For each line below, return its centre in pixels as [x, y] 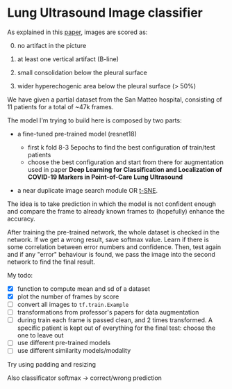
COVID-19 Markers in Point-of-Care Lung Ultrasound [105, 177]
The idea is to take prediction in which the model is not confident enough [112, 204]
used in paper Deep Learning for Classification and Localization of [125, 169]
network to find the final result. [51, 262]
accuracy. [22, 219]
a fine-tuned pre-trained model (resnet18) [77, 134]
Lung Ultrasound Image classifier [105, 13]
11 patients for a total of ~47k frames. [60, 106]
